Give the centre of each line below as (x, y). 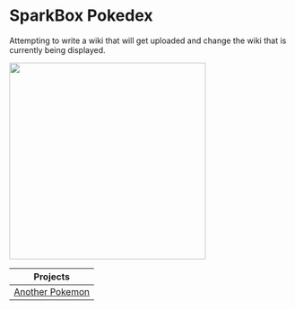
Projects (52, 277)
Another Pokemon (52, 291)
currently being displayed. (57, 49)
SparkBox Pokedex (81, 16)
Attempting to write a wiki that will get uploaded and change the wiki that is (148, 40)
